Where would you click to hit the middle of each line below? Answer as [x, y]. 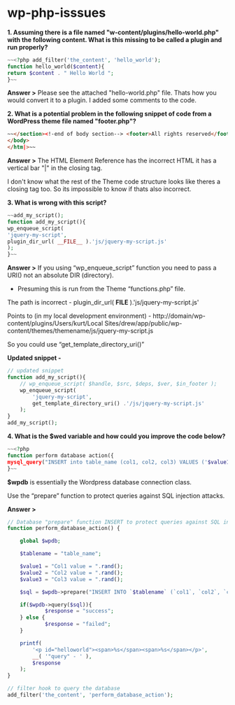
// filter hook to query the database [64, 689]
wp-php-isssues [57, 13]
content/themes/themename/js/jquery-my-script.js [80, 331]
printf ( [31, 643]
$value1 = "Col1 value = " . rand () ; [72, 566]
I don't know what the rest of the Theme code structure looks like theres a [114, 182]
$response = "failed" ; [78, 624]
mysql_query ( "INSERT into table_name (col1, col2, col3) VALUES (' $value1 [119, 462]
